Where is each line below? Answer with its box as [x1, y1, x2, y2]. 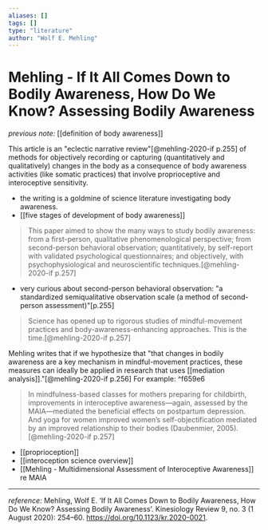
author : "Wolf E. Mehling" [8, 34, 98, 42]
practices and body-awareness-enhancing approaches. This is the [27, 325, 247, 334]
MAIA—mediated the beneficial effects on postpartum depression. [27, 406, 246, 416]
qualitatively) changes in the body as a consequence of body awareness [8, 161, 247, 171]
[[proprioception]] [19, 448, 80, 457]
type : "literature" [8, 26, 73, 34]
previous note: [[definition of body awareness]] [8, 129, 164, 138]
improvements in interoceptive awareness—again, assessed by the [27, 398, 249, 408]
